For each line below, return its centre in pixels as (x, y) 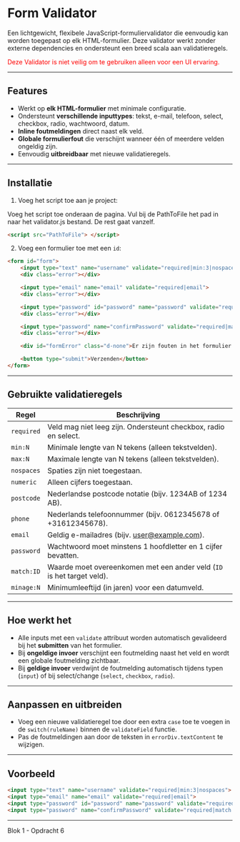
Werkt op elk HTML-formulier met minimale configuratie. (102, 108)
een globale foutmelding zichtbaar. (69, 660)
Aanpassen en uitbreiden (65, 705)
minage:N (26, 587)
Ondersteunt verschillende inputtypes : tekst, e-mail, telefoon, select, (120, 116)
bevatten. (63, 555)
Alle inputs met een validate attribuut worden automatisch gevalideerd (122, 638)
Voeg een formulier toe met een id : (69, 249)
